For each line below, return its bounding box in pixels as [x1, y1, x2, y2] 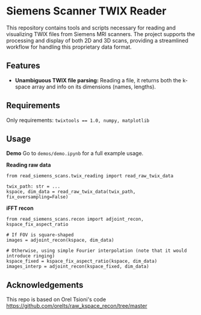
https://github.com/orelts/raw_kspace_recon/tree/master [6, 302, 147, 310]
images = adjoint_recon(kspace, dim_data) [6, 237, 114, 243]
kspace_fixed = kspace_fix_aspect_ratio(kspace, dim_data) [6, 258, 158, 265]
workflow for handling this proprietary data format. [6, 43, 132, 50]
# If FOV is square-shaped [6, 232, 74, 238]
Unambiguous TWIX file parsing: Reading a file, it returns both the [14, 76, 182, 84]
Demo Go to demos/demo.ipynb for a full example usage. [6, 150, 144, 157]
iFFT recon [6, 204, 34, 212]
